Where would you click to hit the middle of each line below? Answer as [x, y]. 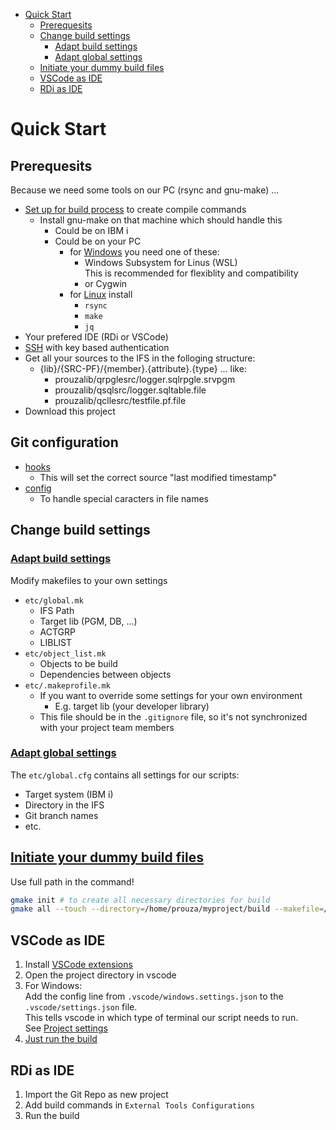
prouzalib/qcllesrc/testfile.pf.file [120, 400]
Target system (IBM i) [69, 794]
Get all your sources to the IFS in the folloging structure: [140, 358]
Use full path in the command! [72, 881]
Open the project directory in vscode [100, 975]
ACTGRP [58, 631]
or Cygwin [106, 283]
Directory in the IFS [64, 805]
